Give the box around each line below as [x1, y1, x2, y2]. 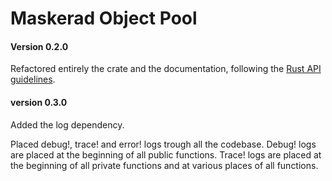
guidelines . [10, 73, 56, 86]
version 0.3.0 [10, 96, 68, 108]
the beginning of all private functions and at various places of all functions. [10, 159, 319, 171]
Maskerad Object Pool [10, 7, 198, 30]
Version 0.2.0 [10, 40, 69, 52]
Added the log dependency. [10, 118, 125, 131]
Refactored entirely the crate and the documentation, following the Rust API [10, 63, 322, 75]
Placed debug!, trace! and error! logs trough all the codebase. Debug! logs [10, 138, 317, 150]
